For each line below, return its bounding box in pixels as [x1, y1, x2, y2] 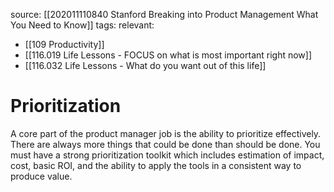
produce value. [10, 170, 73, 182]
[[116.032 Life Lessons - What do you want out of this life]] [24, 60, 267, 71]
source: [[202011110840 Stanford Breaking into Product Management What [10, 9, 319, 20]
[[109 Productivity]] [24, 39, 105, 50]
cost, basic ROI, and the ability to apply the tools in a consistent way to [10, 159, 302, 171]
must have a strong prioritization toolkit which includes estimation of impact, [10, 149, 325, 161]
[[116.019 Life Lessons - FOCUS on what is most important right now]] [24, 49, 313, 61]
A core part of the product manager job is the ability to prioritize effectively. [10, 127, 322, 139]
